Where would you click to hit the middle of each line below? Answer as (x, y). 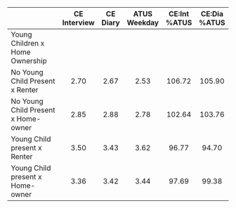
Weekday (143, 22)
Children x (28, 43)
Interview (78, 22)
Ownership (29, 61)
